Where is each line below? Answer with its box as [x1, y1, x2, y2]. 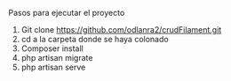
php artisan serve [20, 62, 86, 72]
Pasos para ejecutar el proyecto [8, 8, 125, 18]
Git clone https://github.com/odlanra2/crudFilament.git [20, 25, 222, 34]
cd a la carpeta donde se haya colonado [20, 34, 170, 44]
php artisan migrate [20, 53, 93, 63]
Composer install [20, 43, 84, 54]
